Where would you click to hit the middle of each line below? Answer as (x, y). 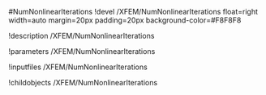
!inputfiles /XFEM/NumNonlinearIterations (78, 67)
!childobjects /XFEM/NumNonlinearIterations (83, 83)
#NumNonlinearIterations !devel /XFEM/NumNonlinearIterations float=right (133, 12)
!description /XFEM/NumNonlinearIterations (82, 36)
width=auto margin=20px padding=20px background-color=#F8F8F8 (125, 20)
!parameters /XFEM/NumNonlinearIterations (82, 51)
